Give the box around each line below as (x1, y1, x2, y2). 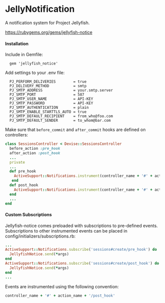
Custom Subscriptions (5, 211, 52, 217)
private (9, 160, 26, 165)
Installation (5, 40, 28, 46)
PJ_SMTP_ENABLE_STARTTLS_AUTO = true (9, 109, 87, 114)
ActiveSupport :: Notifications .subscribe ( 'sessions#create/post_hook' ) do (5, 261, 160, 266)
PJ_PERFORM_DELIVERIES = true (9, 79, 87, 84)
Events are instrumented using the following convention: (5, 283, 119, 289)
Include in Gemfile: (5, 52, 43, 58)
